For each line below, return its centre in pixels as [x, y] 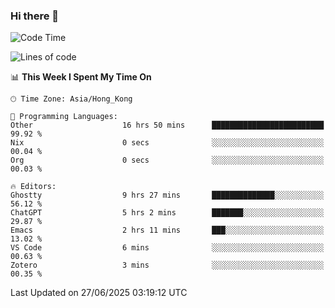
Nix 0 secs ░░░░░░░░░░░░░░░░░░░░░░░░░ [167, 143]
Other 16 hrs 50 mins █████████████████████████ [167, 125]
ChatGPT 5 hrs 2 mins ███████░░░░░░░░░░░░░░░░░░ [167, 213]
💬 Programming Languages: [64, 117]
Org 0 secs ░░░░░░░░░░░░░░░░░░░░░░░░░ [167, 160]
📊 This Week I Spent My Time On [81, 77]
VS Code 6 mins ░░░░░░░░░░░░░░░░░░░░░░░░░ [167, 248]
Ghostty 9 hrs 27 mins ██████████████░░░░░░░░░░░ [167, 195]
